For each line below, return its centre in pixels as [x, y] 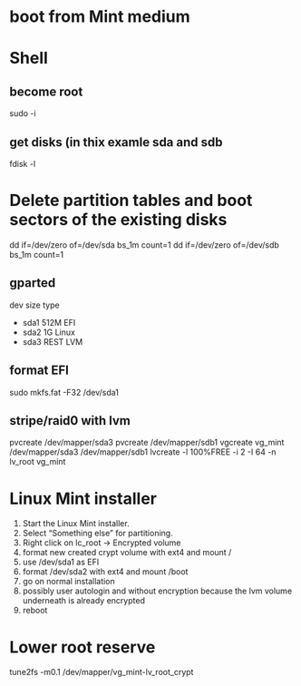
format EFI [39, 371]
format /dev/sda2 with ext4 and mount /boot [105, 572]
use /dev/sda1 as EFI [61, 562]
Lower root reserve [83, 647]
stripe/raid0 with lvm [70, 421]
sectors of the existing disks [118, 220]
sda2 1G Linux [49, 332]
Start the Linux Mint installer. [76, 524]
